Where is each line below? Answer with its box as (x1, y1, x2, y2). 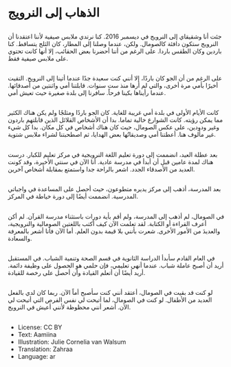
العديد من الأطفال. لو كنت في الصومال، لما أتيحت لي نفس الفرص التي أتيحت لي (8, 296, 212, 304)
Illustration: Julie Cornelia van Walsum (17, 337, 126, 346)
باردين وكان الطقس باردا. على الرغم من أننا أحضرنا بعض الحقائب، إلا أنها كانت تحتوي (8, 47, 222, 55)
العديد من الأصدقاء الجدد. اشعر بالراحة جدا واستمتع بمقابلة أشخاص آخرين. (8, 165, 195, 173)
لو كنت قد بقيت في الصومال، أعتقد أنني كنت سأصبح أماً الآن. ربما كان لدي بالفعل (8, 289, 213, 297)
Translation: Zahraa (17, 345, 73, 353)
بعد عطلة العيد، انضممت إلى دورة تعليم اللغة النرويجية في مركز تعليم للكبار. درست (8, 150, 218, 159)
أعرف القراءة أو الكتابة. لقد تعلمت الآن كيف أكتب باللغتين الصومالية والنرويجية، (8, 219, 207, 227)
